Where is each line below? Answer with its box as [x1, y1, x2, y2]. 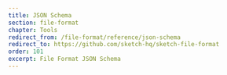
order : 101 [8, 48, 44, 55]
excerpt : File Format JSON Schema [8, 55, 122, 63]
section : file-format [8, 19, 79, 27]
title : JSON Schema [8, 11, 72, 20]
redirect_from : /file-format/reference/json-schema [8, 33, 181, 41]
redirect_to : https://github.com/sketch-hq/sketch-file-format [8, 41, 220, 48]
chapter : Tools [8, 26, 58, 34]
